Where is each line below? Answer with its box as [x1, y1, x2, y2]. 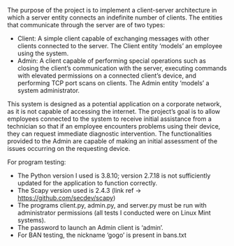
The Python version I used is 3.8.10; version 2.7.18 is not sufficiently [17, 171, 211, 180]
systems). [17, 216, 46, 224]
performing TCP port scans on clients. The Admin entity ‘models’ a [17, 79, 210, 87]
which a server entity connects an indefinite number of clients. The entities [7, 13, 223, 22]
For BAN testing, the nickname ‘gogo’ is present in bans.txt [17, 231, 187, 239]
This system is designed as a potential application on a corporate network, [7, 100, 222, 108]
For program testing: [7, 158, 66, 166]
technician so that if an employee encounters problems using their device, [7, 122, 221, 130]
